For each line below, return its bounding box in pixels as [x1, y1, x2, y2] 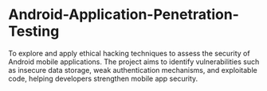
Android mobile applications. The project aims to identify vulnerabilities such [8, 57, 260, 66]
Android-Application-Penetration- [8, 6, 239, 24]
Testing [8, 22, 60, 40]
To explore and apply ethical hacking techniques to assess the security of [8, 48, 250, 58]
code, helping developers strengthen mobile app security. [8, 74, 198, 83]
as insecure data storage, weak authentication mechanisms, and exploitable [8, 65, 257, 74]
